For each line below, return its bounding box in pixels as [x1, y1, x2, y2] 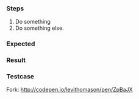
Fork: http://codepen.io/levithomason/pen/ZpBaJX [6, 86, 133, 94]
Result [6, 56, 26, 64]
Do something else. [15, 24, 64, 32]
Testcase [6, 72, 35, 81]
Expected [6, 39, 35, 48]
